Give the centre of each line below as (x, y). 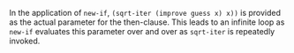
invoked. (25, 41)
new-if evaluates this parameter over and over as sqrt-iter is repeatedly (142, 31)
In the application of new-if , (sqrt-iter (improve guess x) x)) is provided (145, 13)
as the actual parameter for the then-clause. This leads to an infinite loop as (147, 22)
